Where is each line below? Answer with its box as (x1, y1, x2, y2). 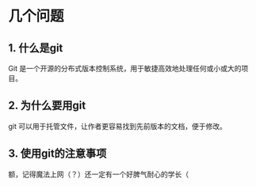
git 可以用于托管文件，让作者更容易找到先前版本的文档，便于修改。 (8, 121, 227, 131)
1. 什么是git (8, 41, 63, 55)
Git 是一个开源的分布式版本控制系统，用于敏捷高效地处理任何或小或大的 (8, 64, 242, 73)
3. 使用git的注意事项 (8, 147, 107, 161)
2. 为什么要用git (8, 99, 86, 112)
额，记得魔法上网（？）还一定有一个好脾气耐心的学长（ (8, 169, 189, 179)
